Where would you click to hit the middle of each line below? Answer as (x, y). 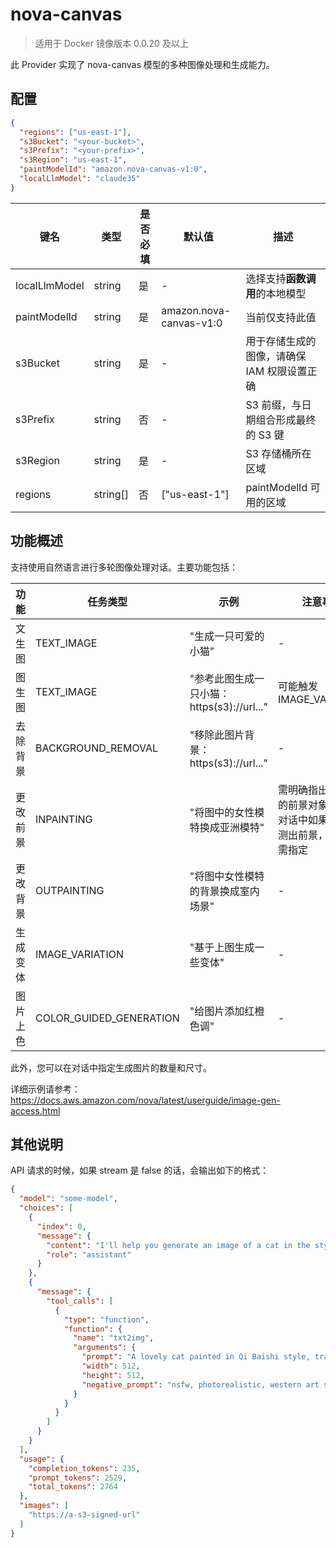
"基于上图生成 (222, 947)
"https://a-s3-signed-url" (84, 1515)
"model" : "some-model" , (68, 1199)
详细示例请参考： (45, 1089)
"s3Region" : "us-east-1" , (73, 160)
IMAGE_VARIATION (80, 954)
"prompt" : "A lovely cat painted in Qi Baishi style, (196, 1357)
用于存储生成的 (281, 341)
